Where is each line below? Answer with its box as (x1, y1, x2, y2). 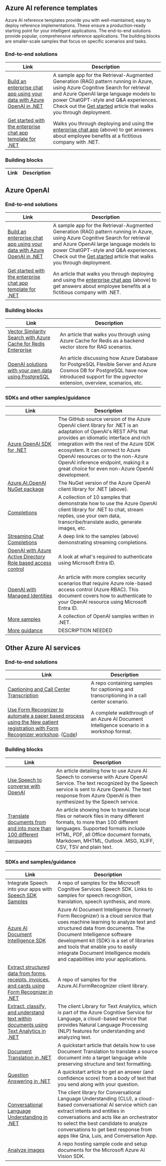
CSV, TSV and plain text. (56, 843, 113, 850)
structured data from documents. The (57, 925, 145, 932)
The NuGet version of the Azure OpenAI (58, 479, 151, 486)
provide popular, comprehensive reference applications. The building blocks (5, 33, 161, 39)
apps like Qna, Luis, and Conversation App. (57, 1132, 157, 1139)
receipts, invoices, (7, 976, 50, 983)
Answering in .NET (7, 1078, 51, 1085)
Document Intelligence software (57, 931, 132, 937)
